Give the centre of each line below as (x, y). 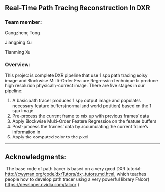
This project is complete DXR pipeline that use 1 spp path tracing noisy (76, 75)
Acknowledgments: (36, 157)
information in (26, 132)
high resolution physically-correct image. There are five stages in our (75, 85)
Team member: (24, 22)
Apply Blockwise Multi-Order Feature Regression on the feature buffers (84, 121)
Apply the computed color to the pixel (50, 137)
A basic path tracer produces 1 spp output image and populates (77, 100)
